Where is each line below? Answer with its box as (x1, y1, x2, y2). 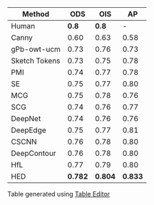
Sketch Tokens (11, 56, 61, 65)
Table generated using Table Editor (7, 190, 111, 198)
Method (22, 9, 50, 19)
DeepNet (11, 114, 41, 123)
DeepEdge (11, 125, 46, 135)
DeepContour (11, 149, 56, 158)
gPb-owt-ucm (11, 44, 61, 54)
